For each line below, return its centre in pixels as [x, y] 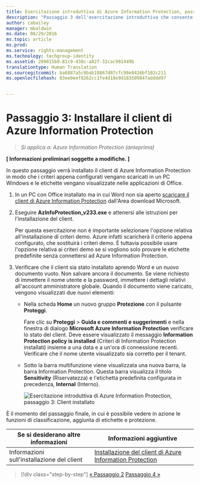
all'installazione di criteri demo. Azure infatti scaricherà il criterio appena [104, 237]
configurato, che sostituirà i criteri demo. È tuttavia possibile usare [96, 243]
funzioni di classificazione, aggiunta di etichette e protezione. [82, 420]
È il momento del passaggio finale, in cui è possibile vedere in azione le [93, 414]
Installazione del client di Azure [138, 452]
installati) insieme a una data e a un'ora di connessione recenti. [101, 348]
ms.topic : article [29, 39]
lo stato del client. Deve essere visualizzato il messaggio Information [108, 335]
